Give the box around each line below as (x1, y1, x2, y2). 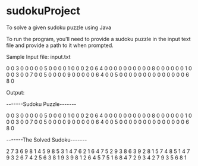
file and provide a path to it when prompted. (6, 42, 114, 49)
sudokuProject (6, 4, 80, 18)
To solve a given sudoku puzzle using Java (6, 24, 112, 31)
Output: (6, 89, 25, 96)
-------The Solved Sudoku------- (6, 136, 87, 143)
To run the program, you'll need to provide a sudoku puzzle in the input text (6, 35, 191, 42)
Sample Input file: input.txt (6, 53, 71, 60)
